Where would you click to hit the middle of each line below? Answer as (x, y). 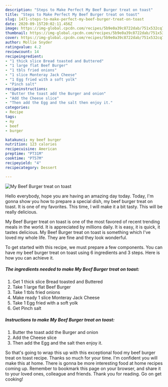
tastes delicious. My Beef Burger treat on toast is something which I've (78, 232)
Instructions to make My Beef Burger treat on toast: (60, 320)
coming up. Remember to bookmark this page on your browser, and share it (83, 368)
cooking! (14, 379)
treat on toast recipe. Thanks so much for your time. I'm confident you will (81, 358)
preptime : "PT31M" (24, 154)
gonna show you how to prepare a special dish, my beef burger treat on (79, 201)
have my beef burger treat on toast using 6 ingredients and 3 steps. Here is (82, 252)
